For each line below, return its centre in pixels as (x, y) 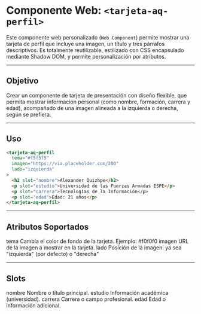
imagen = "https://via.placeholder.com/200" (65, 164)
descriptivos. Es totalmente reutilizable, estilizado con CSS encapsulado (95, 50)
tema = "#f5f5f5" (31, 158)
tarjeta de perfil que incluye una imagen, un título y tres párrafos (86, 44)
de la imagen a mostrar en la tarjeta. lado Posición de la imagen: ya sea (94, 248)
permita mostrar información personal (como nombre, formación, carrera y (98, 102)
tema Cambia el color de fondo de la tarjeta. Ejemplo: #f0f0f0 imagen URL (98, 241)
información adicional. (33, 305)
